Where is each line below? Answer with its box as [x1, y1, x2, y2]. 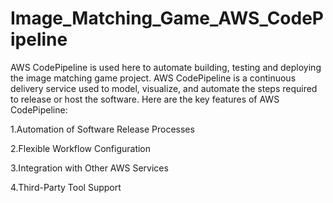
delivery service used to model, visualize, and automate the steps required [10, 82, 318, 94]
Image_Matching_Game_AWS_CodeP [10, 7, 325, 30]
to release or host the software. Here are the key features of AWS [10, 93, 280, 105]
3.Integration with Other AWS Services [10, 162, 169, 174]
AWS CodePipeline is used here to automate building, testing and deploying [10, 61, 322, 73]
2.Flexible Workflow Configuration [10, 142, 152, 154]
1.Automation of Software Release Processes [10, 123, 195, 135]
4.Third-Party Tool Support [10, 181, 122, 193]
